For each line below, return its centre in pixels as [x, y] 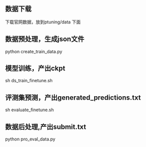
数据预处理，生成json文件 [45, 39]
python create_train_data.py [34, 51]
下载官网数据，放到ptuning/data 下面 [43, 22]
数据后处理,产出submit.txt [46, 127]
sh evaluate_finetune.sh [29, 110]
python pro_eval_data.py [30, 139]
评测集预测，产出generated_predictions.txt [73, 97]
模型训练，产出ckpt [35, 69]
